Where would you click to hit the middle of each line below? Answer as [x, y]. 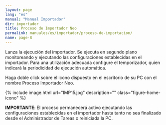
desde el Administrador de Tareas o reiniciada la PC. [59, 118]
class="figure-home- [139, 92]
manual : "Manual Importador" [35, 19]
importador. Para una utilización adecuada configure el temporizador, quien [83, 62]
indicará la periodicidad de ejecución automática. [56, 67]
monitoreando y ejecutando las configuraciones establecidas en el [74, 57]
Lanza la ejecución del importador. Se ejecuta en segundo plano [71, 52]
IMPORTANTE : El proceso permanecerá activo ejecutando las [69, 107]
